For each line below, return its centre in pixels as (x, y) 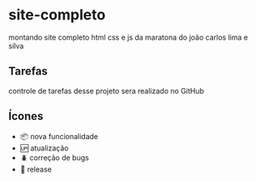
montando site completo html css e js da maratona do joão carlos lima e (128, 37)
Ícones (26, 116)
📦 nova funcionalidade (59, 136)
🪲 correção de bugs (54, 157)
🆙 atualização (44, 148)
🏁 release (36, 169)
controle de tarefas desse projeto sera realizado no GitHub (107, 91)
